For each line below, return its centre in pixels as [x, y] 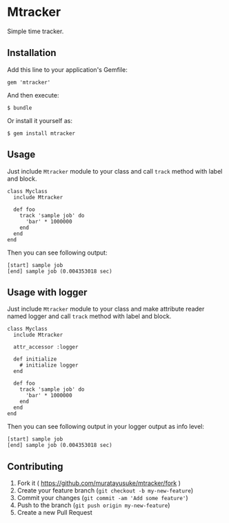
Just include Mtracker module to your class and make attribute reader [106, 309]
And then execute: [33, 95]
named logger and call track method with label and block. [89, 316]
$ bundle [20, 108]
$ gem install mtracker [41, 133]
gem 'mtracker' [29, 82]
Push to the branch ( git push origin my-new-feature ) [93, 505]
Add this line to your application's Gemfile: [67, 69]
